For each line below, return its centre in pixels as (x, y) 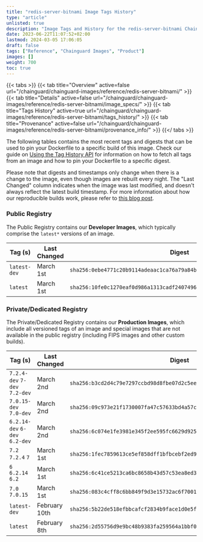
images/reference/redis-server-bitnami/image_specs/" (74, 104)
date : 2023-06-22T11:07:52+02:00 (48, 34)
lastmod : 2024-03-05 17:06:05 (44, 40)
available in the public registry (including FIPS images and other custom (95, 335)
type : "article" (27, 18)
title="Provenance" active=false (46, 124)
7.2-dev (20, 393)
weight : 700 (21, 62)
